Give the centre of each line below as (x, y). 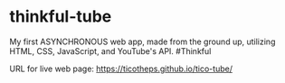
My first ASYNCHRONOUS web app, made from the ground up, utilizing (142, 41)
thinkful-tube (61, 17)
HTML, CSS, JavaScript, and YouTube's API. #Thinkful (110, 51)
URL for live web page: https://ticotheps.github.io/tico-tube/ (121, 69)
